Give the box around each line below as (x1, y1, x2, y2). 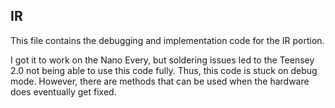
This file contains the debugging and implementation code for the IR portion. (10, 34, 325, 46)
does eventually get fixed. (10, 85, 117, 98)
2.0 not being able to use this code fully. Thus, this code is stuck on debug (10, 64, 318, 76)
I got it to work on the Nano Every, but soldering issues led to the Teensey (10, 54, 315, 66)
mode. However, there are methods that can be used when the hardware (10, 75, 310, 87)
